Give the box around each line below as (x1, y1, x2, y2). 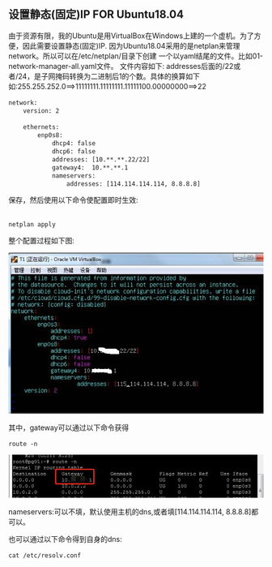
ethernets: (23, 122, 60, 131)
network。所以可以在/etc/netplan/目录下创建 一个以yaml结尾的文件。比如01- (8, 51, 264, 61)
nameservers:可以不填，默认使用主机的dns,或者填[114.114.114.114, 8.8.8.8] (8, 507, 252, 517)
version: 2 (23, 106, 60, 115)
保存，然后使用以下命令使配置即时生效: (8, 195, 139, 204)
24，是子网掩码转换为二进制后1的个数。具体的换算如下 (18, 71, 201, 81)
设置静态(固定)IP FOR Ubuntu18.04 (8, 7, 185, 22)
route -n (8, 440, 38, 448)
